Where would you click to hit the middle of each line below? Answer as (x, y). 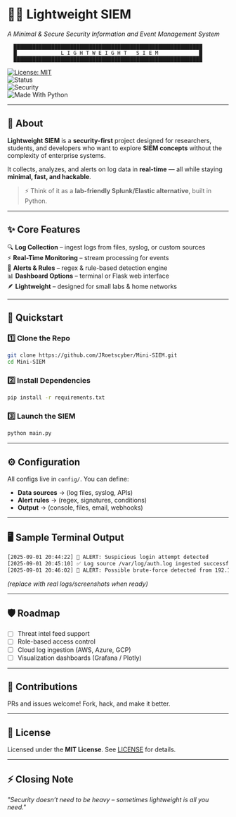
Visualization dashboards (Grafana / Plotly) (79, 658)
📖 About (25, 124)
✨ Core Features (44, 229)
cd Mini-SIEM (26, 362)
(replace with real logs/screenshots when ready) (78, 584)
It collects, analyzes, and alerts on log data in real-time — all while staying (115, 169)
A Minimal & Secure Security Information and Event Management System (113, 34)
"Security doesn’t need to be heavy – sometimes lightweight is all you (108, 800)
